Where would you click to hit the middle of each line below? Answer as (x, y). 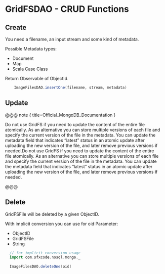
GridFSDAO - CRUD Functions (67, 9)
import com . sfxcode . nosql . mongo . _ (45, 257)
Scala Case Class (30, 69)
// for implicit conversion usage (45, 253)
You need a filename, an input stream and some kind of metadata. (72, 39)
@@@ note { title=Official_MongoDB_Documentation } (61, 115)
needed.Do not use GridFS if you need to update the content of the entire (80, 151)
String (19, 244)
